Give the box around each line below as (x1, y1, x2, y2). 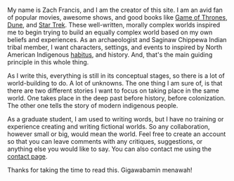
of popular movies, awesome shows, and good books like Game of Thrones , (7, 13, 228, 21)
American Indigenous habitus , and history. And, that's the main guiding (7, 51, 213, 59)
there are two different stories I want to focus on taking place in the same (7, 86, 220, 95)
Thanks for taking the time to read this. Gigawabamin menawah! (7, 166, 193, 174)
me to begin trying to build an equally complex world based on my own (7, 28, 213, 36)
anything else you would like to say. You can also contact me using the (7, 145, 212, 153)
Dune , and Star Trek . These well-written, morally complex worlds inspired (7, 21, 221, 29)
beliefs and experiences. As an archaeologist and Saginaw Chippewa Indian (7, 36, 227, 43)
